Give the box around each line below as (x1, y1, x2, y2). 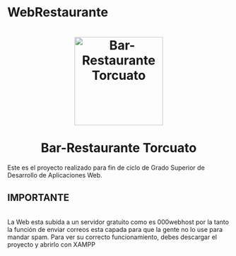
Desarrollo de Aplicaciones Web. (7, 171, 102, 180)
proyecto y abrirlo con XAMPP (7, 240, 95, 248)
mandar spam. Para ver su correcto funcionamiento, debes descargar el (7, 233, 218, 241)
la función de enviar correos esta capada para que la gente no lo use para (7, 225, 223, 233)
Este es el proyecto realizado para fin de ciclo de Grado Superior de (7, 163, 205, 172)
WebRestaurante (7, 4, 108, 21)
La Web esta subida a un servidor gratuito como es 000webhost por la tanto (7, 217, 230, 226)
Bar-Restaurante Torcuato (40, 140, 197, 156)
